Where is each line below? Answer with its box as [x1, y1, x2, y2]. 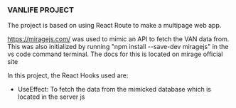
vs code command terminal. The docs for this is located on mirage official [7, 50, 223, 58]
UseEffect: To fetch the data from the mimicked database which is [17, 85, 212, 94]
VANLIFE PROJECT [7, 5, 75, 15]
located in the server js [17, 92, 85, 101]
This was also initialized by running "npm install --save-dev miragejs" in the [7, 43, 229, 51]
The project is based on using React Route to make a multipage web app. [7, 21, 222, 30]
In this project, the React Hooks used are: [7, 71, 129, 80]
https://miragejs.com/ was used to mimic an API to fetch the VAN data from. [7, 35, 230, 43]
